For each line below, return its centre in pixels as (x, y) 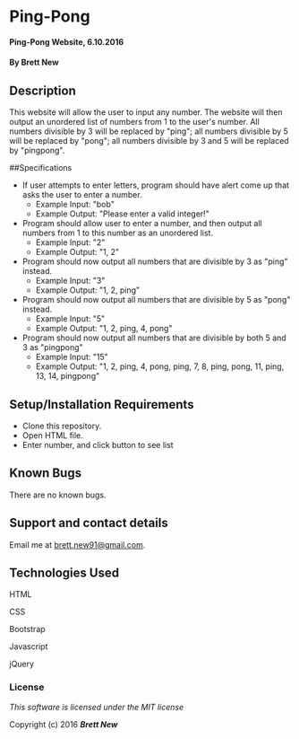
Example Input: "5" (70, 319)
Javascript (29, 647)
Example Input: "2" (70, 242)
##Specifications (41, 168)
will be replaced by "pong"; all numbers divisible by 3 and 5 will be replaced (149, 141)
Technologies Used (64, 573)
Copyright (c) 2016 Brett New (64, 724)
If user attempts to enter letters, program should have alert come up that (155, 185)
